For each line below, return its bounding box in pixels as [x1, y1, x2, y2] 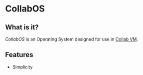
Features [5, 50, 33, 59]
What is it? [5, 23, 39, 31]
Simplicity [12, 63, 33, 70]
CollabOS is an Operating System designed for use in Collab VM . [5, 36, 139, 42]
